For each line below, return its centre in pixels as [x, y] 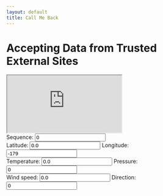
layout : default [27, 12]
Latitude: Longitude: [68, 145]
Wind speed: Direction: [71, 178]
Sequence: [20, 137]
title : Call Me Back [33, 18]
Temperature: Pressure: [72, 161]
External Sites [42, 61]
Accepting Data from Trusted [82, 48]
